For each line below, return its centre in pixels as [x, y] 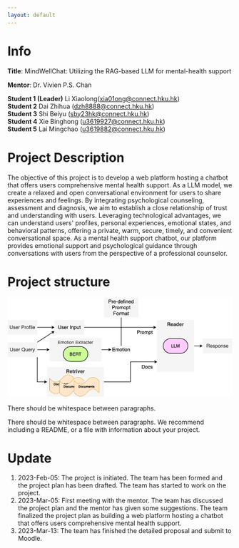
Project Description [66, 157]
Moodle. [30, 539]
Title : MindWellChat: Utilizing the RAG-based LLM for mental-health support [119, 71]
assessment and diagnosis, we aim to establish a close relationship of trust [117, 207]
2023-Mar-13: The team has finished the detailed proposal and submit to [124, 531]
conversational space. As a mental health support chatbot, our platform [112, 238]
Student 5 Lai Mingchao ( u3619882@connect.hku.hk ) [86, 129]
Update [30, 458]
